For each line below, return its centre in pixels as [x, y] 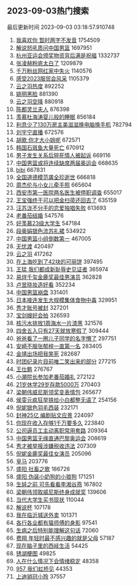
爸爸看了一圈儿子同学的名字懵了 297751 [66, 338]
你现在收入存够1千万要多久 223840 [60, 423]
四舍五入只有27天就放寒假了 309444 [62, 330]
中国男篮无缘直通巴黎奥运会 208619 [61, 438]
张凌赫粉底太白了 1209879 [49, 63]
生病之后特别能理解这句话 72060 [57, 530]
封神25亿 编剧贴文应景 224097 [55, 415]
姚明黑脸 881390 [37, 93]
